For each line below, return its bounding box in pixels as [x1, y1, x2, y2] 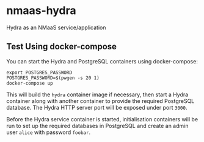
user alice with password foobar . [6, 129, 90, 136]
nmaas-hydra [6, 4, 76, 18]
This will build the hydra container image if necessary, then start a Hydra [6, 91, 189, 98]
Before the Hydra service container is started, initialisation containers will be [6, 115, 199, 122]
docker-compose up [6, 80, 53, 86]
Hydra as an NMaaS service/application [6, 24, 106, 31]
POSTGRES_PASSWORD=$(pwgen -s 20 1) [6, 74, 100, 81]
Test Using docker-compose [6, 41, 117, 52]
